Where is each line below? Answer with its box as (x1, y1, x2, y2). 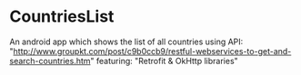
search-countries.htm (9, 55, 91, 66)
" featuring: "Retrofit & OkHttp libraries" (90, 55, 238, 66)
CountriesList (9, 6, 115, 27)
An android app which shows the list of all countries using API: (9, 36, 244, 47)
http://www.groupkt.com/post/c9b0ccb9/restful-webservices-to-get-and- (13, 45, 292, 56)
